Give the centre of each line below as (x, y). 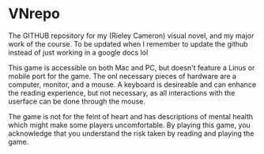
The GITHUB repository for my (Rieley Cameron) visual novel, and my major (131, 36)
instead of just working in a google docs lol (78, 52)
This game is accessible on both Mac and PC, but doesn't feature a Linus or (132, 67)
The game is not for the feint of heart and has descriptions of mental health (131, 116)
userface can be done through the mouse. (77, 101)
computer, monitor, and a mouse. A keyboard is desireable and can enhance (132, 85)
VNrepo (34, 14)
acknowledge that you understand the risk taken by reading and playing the (131, 133)
